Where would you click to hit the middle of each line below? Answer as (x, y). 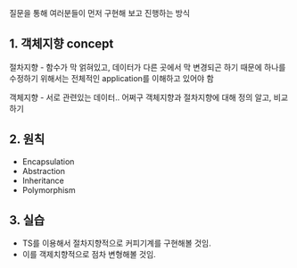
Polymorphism (49, 189)
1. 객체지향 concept (62, 44)
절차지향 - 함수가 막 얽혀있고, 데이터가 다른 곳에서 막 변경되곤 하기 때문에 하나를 (148, 67)
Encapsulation (48, 161)
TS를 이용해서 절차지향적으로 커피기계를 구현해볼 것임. (116, 243)
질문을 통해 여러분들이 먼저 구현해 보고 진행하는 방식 (99, 13)
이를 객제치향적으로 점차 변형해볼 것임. (89, 255)
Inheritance (43, 180)
